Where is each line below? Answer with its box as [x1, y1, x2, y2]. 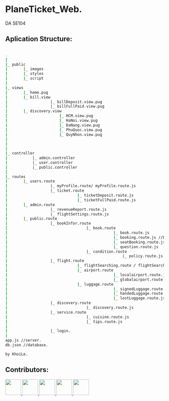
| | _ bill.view [5, 95, 51, 100]
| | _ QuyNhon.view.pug [5, 132, 102, 137]
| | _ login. [5, 329, 71, 334]
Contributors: [5, 366, 49, 374]
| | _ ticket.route [5, 188, 84, 193]
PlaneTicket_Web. [5, 4, 82, 15]
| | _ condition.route [5, 249, 127, 254]
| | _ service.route [5, 309, 87, 315]
